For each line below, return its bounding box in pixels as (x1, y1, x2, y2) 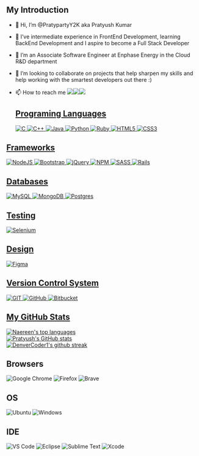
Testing (6, 210, 36, 220)
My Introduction (6, 5, 69, 15)
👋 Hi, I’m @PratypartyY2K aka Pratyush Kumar (15, 21, 132, 28)
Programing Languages (15, 109, 107, 119)
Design (6, 244, 34, 255)
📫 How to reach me (15, 89, 66, 96)
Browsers (6, 358, 44, 369)
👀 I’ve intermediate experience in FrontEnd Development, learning (15, 33, 181, 40)
